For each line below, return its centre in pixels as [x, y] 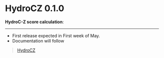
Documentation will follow [38, 41]
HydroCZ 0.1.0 [35, 8]
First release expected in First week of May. [56, 36]
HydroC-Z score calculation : [35, 22]
